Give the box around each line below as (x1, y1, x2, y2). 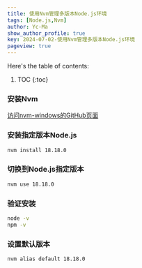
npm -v (7, 221, 26, 228)
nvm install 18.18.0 (7, 147, 68, 154)
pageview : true (7, 43, 52, 50)
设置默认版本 (7, 239, 51, 248)
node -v (7, 214, 30, 222)
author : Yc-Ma (7, 23, 49, 30)
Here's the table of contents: (7, 62, 89, 70)
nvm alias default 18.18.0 (7, 255, 86, 262)
